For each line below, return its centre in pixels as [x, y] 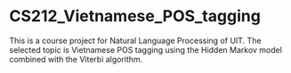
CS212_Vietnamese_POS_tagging [135, 16]
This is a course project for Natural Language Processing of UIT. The [135, 40]
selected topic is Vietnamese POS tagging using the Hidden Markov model [146, 49]
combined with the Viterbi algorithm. [76, 59]
